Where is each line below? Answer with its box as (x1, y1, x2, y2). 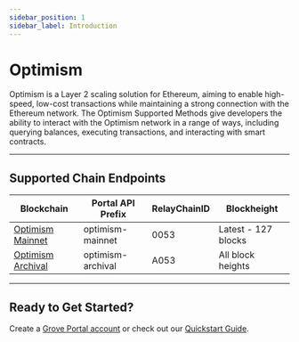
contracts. (9, 136, 47, 147)
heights (218, 260, 251, 273)
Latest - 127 (218, 224, 273, 236)
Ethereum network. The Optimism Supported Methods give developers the (9, 108, 283, 118)
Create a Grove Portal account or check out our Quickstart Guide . (9, 323, 249, 334)
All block (218, 248, 255, 261)
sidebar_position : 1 (9, 12, 86, 22)
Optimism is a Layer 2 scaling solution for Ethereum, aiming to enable (9, 89, 263, 100)
